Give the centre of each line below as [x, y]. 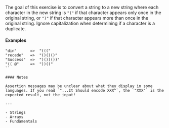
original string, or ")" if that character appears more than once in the [77, 18]
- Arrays [14, 117]
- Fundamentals [21, 121]
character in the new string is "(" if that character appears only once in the [83, 13]
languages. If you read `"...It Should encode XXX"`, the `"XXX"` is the [85, 91]
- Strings [16, 113]
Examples [16, 40]
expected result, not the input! [40, 95]
